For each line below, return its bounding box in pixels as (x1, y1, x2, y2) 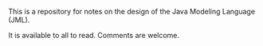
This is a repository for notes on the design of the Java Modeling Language (8, 7, 256, 16)
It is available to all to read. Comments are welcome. (8, 31, 180, 40)
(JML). (8, 15, 30, 25)
